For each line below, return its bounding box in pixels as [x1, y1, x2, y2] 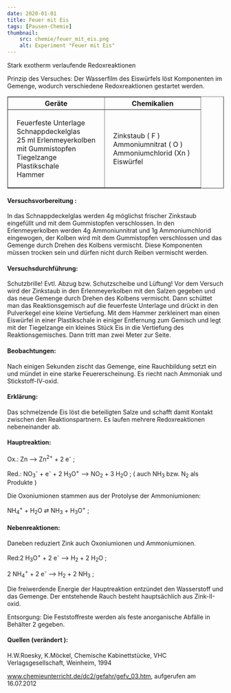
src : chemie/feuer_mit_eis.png [19, 36, 109, 43]
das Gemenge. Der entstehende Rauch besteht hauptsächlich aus [7, 592, 193, 601]
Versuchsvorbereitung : [7, 196, 77, 204]
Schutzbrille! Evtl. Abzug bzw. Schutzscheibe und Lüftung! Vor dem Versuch [7, 280, 223, 288]
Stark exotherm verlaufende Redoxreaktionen [7, 61, 136, 69]
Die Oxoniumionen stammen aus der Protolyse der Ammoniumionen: [7, 491, 201, 500]
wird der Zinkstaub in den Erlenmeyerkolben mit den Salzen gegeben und [7, 287, 215, 295]
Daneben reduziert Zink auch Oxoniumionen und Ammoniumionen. [7, 539, 196, 547]
